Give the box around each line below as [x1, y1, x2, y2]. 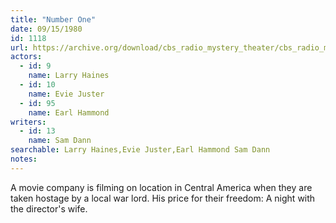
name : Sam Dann [28, 136, 92, 146]
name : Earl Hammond [28, 107, 110, 118]
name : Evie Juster [28, 89, 105, 99]
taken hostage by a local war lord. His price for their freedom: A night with [10, 192, 316, 204]
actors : [10, 52, 43, 62]
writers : [10, 117, 47, 127]
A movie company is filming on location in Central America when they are [10, 181, 313, 193]
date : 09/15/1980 [10, 24, 83, 34]
